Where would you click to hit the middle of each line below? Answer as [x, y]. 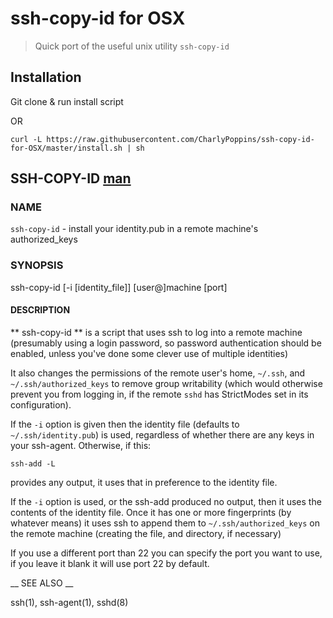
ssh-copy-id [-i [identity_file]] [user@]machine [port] [119, 287]
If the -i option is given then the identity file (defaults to [125, 424]
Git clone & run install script [67, 101]
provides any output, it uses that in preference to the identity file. [144, 482]
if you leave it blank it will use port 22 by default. [110, 563]
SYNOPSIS [37, 265]
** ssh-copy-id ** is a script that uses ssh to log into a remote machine [156, 332]
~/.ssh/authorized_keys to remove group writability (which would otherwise [166, 383]
